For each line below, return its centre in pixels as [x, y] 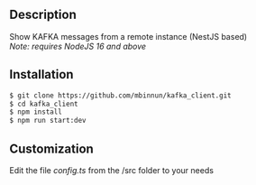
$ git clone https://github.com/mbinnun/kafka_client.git [120, 95]
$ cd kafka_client [44, 104]
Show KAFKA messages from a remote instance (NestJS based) [128, 36]
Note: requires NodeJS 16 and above [78, 46]
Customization [52, 148]
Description [43, 15]
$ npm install [36, 112]
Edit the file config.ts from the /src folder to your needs [112, 170]
